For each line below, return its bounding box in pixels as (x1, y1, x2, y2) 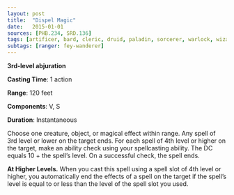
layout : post (7, 10, 45, 17)
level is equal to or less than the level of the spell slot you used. (7, 180, 189, 188)
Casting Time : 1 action (7, 75, 72, 84)
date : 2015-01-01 (7, 23, 64, 30)
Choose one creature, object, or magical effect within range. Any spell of (7, 130, 216, 137)
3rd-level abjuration (7, 62, 66, 70)
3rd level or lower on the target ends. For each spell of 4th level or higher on (7, 136, 226, 145)
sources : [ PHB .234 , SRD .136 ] (7, 29, 92, 37)
